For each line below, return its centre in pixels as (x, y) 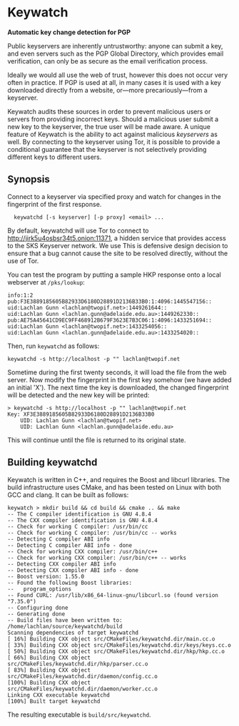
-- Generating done (36, 614)
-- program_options (40, 589)
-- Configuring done (38, 608)
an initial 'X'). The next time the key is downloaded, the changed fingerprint (118, 387)
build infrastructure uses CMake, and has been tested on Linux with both (114, 487)
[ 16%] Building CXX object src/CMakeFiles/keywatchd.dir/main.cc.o (111, 639)
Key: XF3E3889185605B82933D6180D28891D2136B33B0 (81, 414)
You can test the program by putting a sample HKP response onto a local (114, 275)
